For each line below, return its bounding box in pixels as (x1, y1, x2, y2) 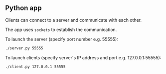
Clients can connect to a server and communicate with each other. (5, 17, 142, 23)
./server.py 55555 (5, 45, 43, 51)
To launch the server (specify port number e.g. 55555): (5, 36, 119, 42)
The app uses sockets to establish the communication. (5, 27, 117, 33)
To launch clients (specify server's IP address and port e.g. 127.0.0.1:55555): (5, 54, 162, 61)
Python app (5, 4, 42, 12)
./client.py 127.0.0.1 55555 (5, 64, 66, 69)
